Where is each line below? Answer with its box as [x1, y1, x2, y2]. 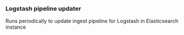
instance [5, 24, 26, 30]
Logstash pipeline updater [5, 5, 82, 13]
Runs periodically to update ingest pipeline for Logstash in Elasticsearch [5, 18, 179, 25]
